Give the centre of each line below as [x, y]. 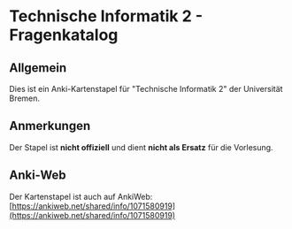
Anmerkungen [50, 126]
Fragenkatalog [64, 35]
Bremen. [25, 98]
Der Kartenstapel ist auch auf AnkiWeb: [81, 196]
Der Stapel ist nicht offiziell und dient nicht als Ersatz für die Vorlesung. [141, 147]
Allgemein [38, 68]
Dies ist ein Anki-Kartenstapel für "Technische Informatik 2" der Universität [146, 89]
